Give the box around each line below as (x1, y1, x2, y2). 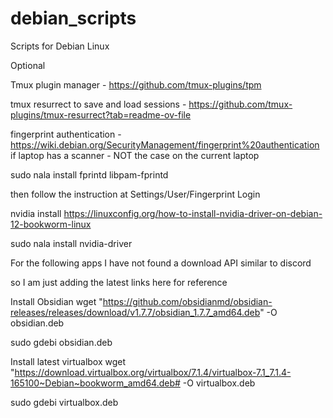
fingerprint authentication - (10, 128, 122, 140)
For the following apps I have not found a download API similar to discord (10, 257, 312, 269)
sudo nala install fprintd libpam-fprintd (10, 168, 169, 181)
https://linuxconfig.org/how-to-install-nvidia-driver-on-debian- (63, 207, 323, 219)
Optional (10, 59, 46, 71)
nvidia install (10, 207, 62, 219)
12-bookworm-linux (10, 218, 92, 230)
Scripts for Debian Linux (10, 40, 110, 52)
